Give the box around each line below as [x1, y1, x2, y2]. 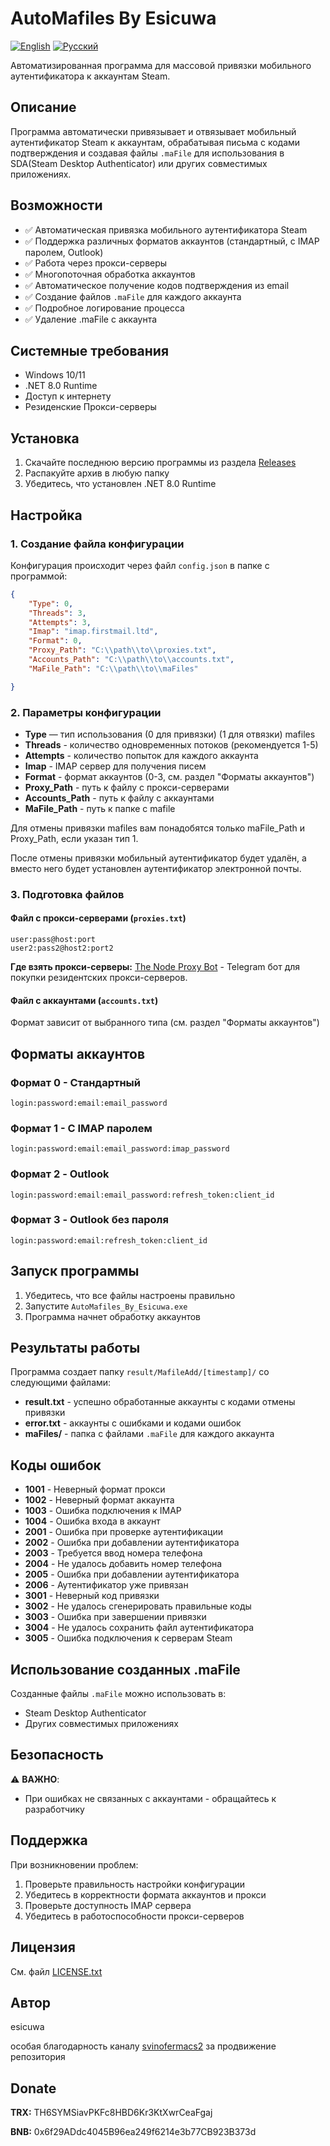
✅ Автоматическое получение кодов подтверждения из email [24, 279, 290, 291]
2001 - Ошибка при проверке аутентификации [24, 1526, 223, 1538]
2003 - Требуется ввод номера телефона [24, 1547, 203, 1559]
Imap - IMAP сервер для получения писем [24, 760, 207, 772]
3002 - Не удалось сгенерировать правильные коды [24, 1600, 252, 1612]
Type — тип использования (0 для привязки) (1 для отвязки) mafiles [24, 728, 316, 740]
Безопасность [10, 1747, 104, 1764]
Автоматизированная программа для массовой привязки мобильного [10, 59, 312, 71]
